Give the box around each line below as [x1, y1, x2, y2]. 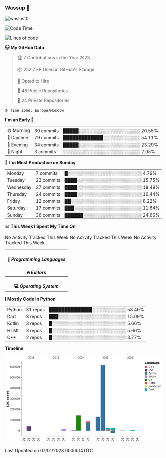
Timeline [5, 345, 24, 351]
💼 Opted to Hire [17, 78, 50, 84]
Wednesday [7, 184, 32, 190]
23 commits [35, 177, 61, 183]
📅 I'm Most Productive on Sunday [5, 160, 76, 166]
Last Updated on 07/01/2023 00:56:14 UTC [5, 448, 93, 454]
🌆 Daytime [7, 135, 29, 141]
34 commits [34, 142, 59, 148]
